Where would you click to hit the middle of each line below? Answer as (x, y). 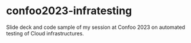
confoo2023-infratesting (69, 11)
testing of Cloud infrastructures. (45, 33)
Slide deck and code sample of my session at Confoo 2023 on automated (96, 27)
